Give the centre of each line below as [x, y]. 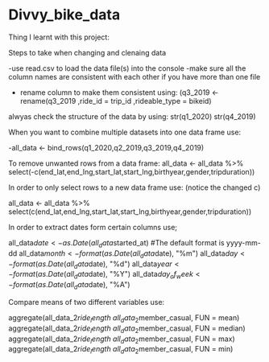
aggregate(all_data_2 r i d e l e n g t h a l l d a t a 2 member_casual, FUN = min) [121, 350]
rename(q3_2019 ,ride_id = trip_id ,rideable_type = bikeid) [116, 101]
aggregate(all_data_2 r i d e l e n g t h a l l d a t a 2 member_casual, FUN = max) [122, 339]
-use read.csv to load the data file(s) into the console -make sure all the [127, 68]
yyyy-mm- [244, 242]
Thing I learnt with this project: [59, 37]
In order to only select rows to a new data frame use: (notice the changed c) [134, 187]
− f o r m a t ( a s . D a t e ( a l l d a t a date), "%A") [69, 286]
